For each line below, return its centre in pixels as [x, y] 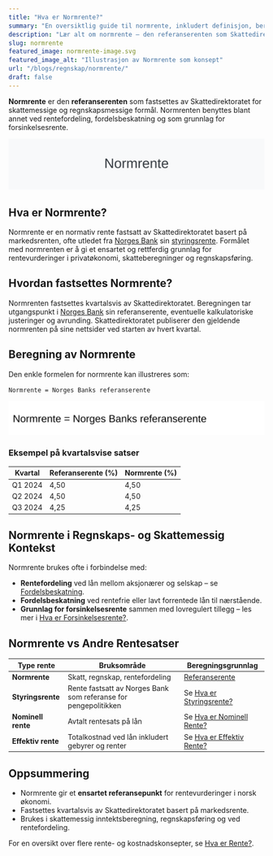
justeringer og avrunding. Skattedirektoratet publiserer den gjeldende [124, 320]
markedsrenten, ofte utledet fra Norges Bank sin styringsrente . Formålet [129, 241]
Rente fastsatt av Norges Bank [118, 689]
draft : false [30, 77]
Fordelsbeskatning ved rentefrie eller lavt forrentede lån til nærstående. [141, 601]
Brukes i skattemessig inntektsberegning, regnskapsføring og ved [130, 819]
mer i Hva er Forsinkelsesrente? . [74, 618]
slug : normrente [36, 43]
